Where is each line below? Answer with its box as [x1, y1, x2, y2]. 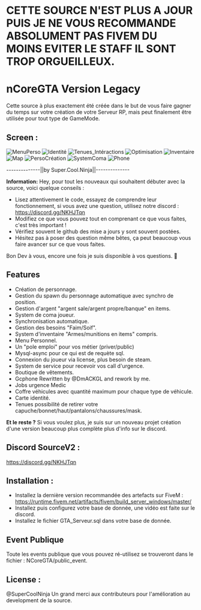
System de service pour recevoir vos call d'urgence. [14, 362, 145, 370]
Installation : [6, 475, 54, 486]
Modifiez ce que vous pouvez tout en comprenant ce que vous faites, [14, 215, 187, 222]
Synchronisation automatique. [14, 317, 89, 325]
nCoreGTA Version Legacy [6, 82, 141, 96]
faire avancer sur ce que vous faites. [14, 240, 106, 248]
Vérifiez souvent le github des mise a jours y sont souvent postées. [14, 228, 181, 235]
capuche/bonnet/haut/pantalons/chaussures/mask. [14, 407, 142, 414]
